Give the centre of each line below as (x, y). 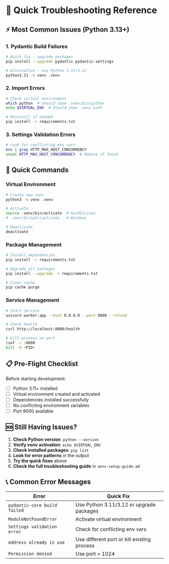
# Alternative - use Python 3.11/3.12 (46, 70)
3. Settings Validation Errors (41, 134)
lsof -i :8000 (21, 343)
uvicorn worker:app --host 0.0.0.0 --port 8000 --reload (66, 315)
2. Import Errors (25, 88)
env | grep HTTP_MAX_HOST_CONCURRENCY (46, 150)
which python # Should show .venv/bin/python (55, 103)
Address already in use (37, 542)
